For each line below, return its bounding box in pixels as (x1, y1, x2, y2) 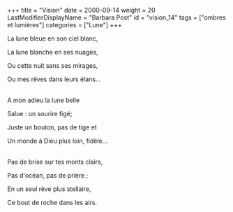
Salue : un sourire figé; (7, 110, 73, 118)
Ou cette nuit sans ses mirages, (7, 62, 98, 69)
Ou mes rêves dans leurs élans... (7, 75, 101, 83)
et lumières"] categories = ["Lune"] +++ (7, 21, 122, 29)
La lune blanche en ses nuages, (7, 48, 99, 56)
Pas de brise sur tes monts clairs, (7, 157, 103, 166)
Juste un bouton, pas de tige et (7, 123, 97, 132)
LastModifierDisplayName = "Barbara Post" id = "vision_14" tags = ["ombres (7, 13, 227, 22)
